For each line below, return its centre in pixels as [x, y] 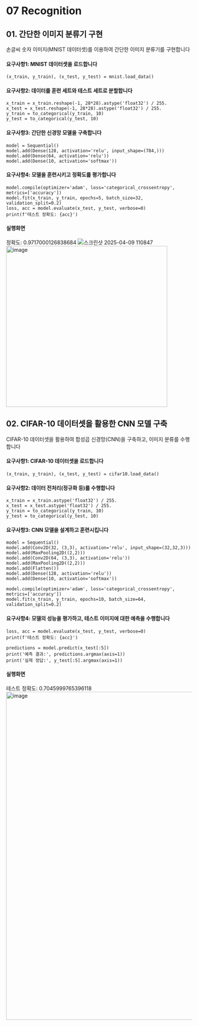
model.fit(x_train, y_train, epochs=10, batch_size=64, [76, 600]
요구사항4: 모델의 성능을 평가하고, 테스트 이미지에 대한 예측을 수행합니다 [88, 619]
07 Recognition [44, 11]
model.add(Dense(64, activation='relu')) [58, 156]
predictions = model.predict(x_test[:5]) [58, 648]
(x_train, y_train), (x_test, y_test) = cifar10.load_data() [83, 474]
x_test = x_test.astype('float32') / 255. [59, 506]
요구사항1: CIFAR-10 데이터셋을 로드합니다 [55, 461]
